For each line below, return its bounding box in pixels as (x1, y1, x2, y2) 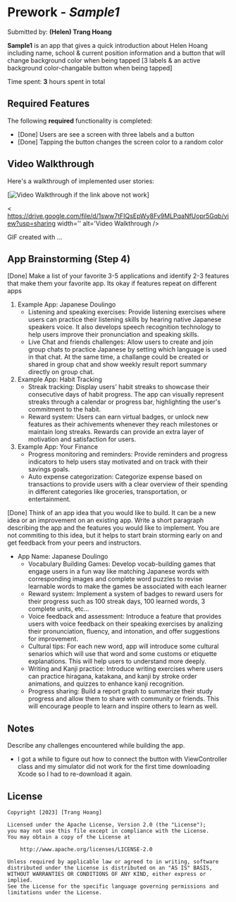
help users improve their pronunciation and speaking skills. (27, 330, 199, 339)
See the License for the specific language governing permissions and (7, 883, 219, 890)
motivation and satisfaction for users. (27, 435, 137, 444)
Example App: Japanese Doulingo (17, 300, 116, 309)
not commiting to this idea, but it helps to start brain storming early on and (7, 531, 223, 540)
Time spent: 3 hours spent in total (7, 77, 106, 85)
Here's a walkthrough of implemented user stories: (7, 177, 155, 185)
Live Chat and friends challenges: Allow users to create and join (27, 338, 213, 346)
